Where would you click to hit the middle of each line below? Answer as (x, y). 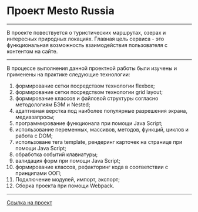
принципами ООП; (38, 173)
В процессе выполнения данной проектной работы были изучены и (92, 68)
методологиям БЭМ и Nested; (53, 105)
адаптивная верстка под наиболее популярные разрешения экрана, (101, 110)
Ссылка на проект (29, 202)
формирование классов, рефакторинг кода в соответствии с (92, 167)
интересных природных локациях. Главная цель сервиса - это (85, 39)
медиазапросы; (35, 117)
